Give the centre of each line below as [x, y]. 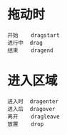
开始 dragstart [33, 35]
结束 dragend [30, 50]
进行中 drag [25, 43]
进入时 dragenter [33, 101]
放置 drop [26, 124]
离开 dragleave [33, 117]
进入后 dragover [31, 109]
